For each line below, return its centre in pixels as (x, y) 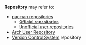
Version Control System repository (46, 37)
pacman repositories (32, 16)
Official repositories (39, 22)
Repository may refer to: (30, 7)
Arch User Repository (33, 32)
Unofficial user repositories (46, 27)
